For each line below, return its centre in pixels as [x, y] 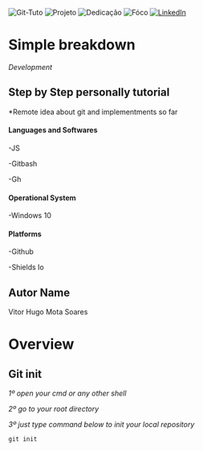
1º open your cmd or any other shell [67, 393]
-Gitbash [23, 163]
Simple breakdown [72, 45]
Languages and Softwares [53, 130]
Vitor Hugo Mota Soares [48, 312]
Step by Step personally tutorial [89, 92]
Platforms [25, 234]
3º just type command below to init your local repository [101, 424]
